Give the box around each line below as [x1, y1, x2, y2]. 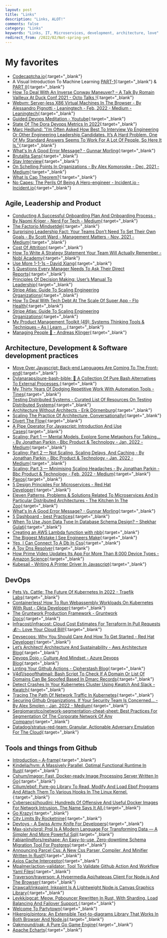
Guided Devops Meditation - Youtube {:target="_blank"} [12, 115, 126, 121]
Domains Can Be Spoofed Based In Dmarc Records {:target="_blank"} [12, 676, 155, 682]
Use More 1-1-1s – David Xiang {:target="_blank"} [12, 260, 112, 266]
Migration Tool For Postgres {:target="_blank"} [12, 842, 107, 848]
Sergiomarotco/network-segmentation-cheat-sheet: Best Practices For [12, 708, 158, 714]
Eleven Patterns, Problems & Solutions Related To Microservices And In [12, 492, 158, 498]
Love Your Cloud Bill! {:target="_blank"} [22, 627, 102, 633]
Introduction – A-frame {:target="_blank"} [12, 757, 96, 763]
